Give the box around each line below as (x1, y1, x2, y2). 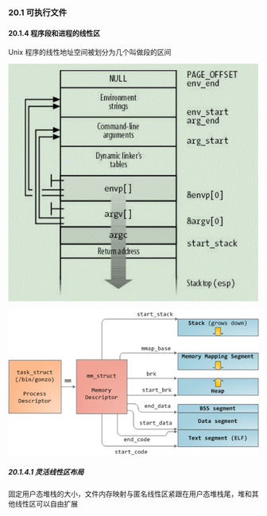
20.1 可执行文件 (8, 6, 68, 17)
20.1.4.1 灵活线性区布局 (8, 468, 84, 477)
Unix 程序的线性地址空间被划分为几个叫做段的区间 (8, 48, 172, 57)
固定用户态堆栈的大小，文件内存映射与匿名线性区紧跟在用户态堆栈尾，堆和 (8, 489, 252, 499)
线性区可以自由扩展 (14, 499, 78, 508)
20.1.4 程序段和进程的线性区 (8, 28, 101, 37)
